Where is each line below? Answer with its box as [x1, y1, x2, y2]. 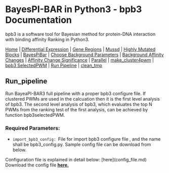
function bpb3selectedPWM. [5, 112, 65, 118]
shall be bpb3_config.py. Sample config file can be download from [12, 142, 151, 148]
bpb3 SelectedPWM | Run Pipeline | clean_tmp [5, 62, 103, 68]
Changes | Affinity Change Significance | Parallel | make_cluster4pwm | [5, 57, 154, 63]
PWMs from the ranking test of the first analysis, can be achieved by [5, 106, 148, 112]
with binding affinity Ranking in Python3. [5, 36, 90, 42]
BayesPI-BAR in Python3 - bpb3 [5, 4, 142, 15]
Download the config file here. [5, 162, 69, 168]
